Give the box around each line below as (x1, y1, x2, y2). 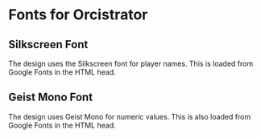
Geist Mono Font (8, 91, 93, 104)
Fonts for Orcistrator (8, 6, 148, 24)
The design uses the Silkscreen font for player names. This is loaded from (8, 59, 254, 68)
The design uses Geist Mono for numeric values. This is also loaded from (8, 112, 251, 121)
